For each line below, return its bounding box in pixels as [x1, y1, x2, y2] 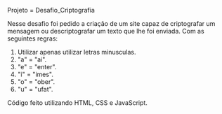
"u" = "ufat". [17, 85, 53, 93]
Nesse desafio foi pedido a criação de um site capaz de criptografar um [7, 20, 216, 27]
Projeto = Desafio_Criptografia [7, 6, 95, 14]
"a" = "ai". [17, 55, 47, 64]
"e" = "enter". [17, 63, 57, 71]
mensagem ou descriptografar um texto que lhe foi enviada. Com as [7, 27, 205, 35]
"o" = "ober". [17, 78, 55, 86]
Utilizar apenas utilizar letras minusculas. [17, 48, 136, 56]
